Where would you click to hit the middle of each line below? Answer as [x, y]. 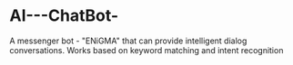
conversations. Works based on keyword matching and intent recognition [146, 50]
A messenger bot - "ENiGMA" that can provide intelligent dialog [128, 41]
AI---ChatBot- [64, 16]
